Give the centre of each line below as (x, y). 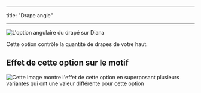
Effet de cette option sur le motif (68, 63)
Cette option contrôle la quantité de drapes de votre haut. (77, 44)
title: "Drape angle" (30, 15)
